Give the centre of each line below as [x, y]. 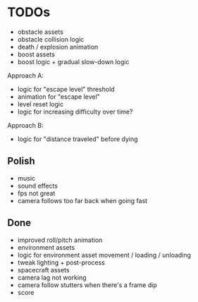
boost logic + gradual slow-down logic [73, 61]
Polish [21, 161]
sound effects [38, 186]
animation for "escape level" [58, 97]
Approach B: [25, 125]
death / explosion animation [58, 47]
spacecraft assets [43, 270]
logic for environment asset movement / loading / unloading [104, 255]
